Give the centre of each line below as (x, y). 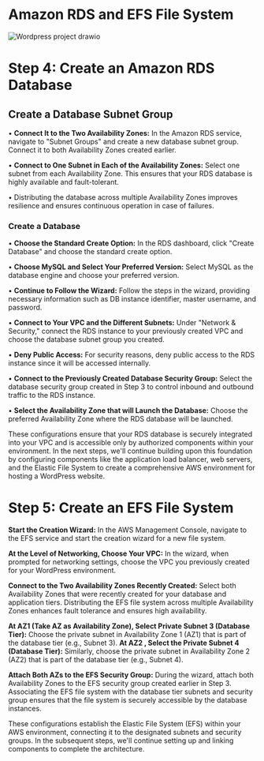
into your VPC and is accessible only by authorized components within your (131, 443)
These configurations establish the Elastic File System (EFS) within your (125, 724)
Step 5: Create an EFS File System (121, 508)
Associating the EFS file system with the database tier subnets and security (131, 692)
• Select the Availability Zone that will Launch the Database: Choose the (128, 410)
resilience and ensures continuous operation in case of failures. (111, 205)
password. (25, 307)
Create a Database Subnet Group (91, 114)
